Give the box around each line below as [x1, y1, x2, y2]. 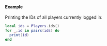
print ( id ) [9, 33, 29, 37]
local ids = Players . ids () [5, 24, 60, 29]
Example [5, 4, 23, 10]
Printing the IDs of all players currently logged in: [5, 14, 103, 20]
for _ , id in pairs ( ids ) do [5, 28, 60, 33]
